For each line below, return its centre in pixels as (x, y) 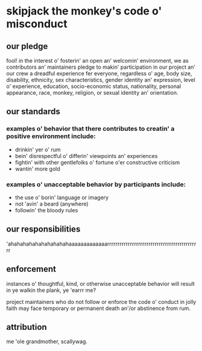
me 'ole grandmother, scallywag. (47, 341)
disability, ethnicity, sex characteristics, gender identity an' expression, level (101, 80)
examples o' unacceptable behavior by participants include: (96, 184)
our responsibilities (43, 229)
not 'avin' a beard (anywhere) (52, 204)
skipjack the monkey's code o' (84, 11)
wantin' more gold (37, 169)
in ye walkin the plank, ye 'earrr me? (51, 290)
